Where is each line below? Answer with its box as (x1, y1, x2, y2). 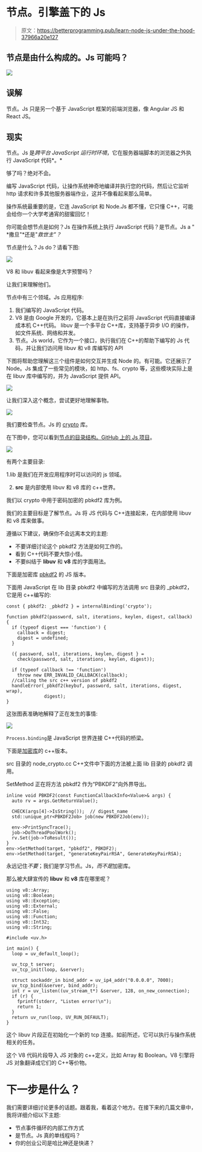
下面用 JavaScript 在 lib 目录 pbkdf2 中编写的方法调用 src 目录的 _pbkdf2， (6, 584, 193, 591)
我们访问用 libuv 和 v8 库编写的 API (36, 345, 124, 352)
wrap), (6, 688, 23, 694)
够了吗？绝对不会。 (6, 170, 54, 177)
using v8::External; (6, 903, 58, 909)
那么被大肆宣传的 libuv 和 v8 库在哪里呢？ (6, 875, 111, 882)
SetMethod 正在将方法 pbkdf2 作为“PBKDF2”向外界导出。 (6, 781, 150, 788)
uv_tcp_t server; (11, 961, 55, 968)
